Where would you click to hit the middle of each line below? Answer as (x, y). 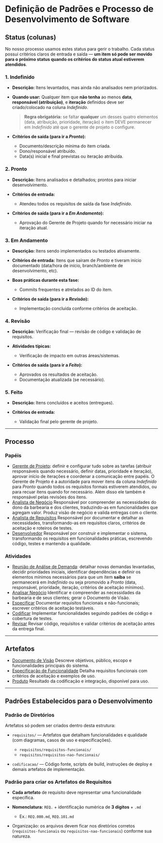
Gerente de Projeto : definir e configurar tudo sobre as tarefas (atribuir (82, 466)
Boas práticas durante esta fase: (45, 280)
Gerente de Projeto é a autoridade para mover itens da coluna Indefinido (84, 482)
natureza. (22, 836)
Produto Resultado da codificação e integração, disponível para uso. (81, 681)
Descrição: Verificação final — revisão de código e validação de (77, 331)
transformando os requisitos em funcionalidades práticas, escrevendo (82, 538)
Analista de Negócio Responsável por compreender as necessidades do (84, 502)
